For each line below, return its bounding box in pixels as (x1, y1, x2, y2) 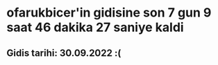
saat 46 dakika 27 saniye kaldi (6, 19, 185, 35)
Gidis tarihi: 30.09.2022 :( (6, 47, 121, 59)
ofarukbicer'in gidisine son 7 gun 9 (6, 5, 212, 21)
